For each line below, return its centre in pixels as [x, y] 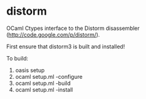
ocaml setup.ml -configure [49, 76]
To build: [17, 58]
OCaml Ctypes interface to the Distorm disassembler [73, 28]
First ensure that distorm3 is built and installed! [66, 46]
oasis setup [30, 70]
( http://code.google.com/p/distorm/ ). [53, 34]
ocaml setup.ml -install [44, 89]
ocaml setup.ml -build [43, 83]
